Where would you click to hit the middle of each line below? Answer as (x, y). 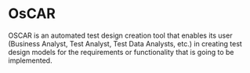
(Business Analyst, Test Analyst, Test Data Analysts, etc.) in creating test (125, 43)
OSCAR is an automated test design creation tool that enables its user (120, 35)
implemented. (30, 60)
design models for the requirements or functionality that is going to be (121, 52)
